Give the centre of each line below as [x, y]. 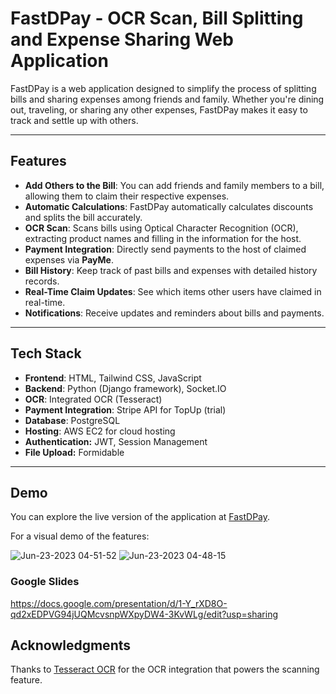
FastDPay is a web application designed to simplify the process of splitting [163, 88]
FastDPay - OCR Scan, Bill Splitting [157, 18]
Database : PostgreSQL [72, 420]
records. [42, 281]
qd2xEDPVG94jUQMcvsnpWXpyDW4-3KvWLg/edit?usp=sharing [144, 614]
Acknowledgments [71, 645]
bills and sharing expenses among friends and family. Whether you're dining [167, 99]
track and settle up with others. [74, 120]
